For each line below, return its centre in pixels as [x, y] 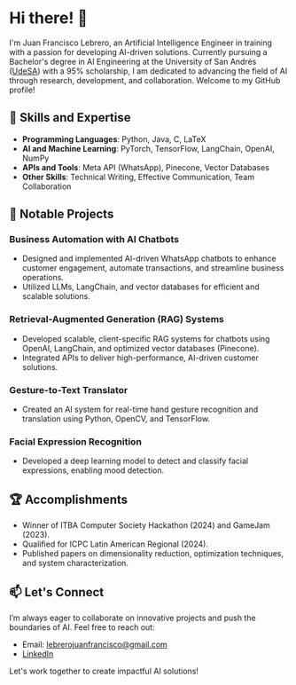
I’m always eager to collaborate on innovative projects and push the [132, 618]
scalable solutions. [56, 296]
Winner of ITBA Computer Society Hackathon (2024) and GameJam [146, 525]
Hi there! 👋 [49, 18]
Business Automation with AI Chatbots [94, 240]
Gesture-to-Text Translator [69, 390]
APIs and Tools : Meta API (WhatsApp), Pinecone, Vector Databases [146, 167]
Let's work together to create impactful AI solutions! [104, 671]
